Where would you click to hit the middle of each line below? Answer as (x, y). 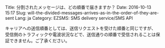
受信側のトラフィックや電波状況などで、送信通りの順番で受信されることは (81, 34)
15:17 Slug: (16, 13)
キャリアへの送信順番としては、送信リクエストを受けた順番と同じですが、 (81, 28)
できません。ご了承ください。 (39, 41)
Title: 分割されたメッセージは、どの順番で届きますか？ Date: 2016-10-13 (78, 7)
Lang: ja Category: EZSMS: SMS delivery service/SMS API (74, 18)
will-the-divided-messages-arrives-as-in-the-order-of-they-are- (93, 13)
